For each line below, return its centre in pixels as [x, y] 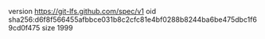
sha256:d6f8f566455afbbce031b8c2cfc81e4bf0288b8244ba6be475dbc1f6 [132, 19]
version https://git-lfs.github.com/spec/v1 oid [82, 11]
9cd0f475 [24, 28]
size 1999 [57, 28]
